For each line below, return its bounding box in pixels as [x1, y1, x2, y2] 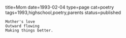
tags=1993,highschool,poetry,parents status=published [5, 9, 121, 15]
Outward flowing [5, 23, 40, 28]
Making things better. [5, 28, 53, 33]
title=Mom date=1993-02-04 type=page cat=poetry [5, 4, 114, 10]
